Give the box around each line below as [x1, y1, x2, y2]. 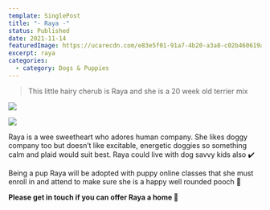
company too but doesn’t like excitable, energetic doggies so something [8, 140, 247, 150]
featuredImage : [8, 42, 59, 50]
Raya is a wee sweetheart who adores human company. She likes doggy [8, 132, 247, 142]
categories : [8, 57, 48, 65]
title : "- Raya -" [8, 19, 70, 27]
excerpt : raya [8, 49, 56, 57]
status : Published [8, 27, 70, 35]
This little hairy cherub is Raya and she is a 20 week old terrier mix [27, 86, 248, 96]
